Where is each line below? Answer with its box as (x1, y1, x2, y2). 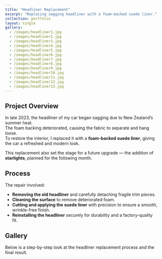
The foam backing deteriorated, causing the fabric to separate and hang (5, 125, 149, 131)
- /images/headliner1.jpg (9, 30, 62, 35)
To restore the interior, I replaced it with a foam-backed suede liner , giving (5, 136, 155, 141)
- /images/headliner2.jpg (9, 35, 62, 39)
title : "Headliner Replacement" (5, 7, 70, 12)
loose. (5, 130, 17, 136)
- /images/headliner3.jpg (9, 39, 62, 44)
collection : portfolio (5, 16, 51, 21)
